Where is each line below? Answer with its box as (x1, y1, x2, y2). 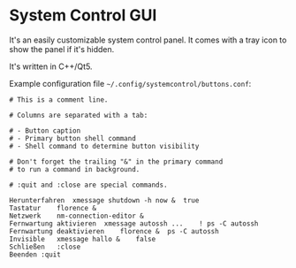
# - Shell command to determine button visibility (9, 142, 200, 150)
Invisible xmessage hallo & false (9, 234, 156, 243)
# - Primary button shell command (9, 134, 137, 142)
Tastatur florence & (9, 203, 97, 212)
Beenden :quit (9, 249, 62, 259)
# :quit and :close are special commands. (9, 180, 168, 189)
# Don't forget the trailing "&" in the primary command (9, 157, 224, 166)
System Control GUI (9, 5, 157, 26)
